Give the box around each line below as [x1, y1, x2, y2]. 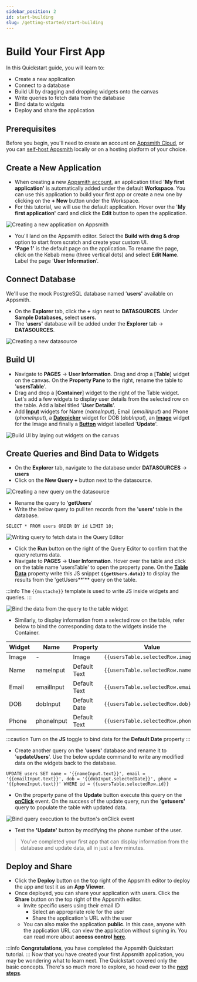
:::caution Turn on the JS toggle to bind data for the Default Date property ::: [6, 736, 191, 743]
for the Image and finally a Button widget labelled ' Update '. [14, 420, 158, 427]
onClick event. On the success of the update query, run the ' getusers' [14, 797, 186, 805]
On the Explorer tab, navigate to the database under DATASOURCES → [14, 464, 188, 471]
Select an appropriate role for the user [32, 909, 125, 916]
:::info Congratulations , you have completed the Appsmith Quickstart [6, 944, 174, 952]
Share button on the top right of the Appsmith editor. [14, 896, 142, 903]
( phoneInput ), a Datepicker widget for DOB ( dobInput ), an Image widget [14, 414, 190, 421]
